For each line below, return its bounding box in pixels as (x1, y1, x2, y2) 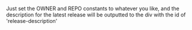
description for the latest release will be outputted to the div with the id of (6, 11, 186, 18)
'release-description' (6, 18, 58, 24)
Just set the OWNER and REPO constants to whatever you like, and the (6, 5, 180, 12)
